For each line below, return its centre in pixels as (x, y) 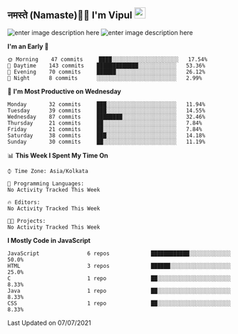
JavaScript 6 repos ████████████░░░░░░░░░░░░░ (119, 254)
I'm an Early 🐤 (28, 46)
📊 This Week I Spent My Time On (58, 155)
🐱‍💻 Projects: (27, 221)
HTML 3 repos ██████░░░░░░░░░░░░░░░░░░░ (119, 266)
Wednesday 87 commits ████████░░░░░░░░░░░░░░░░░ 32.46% (106, 117)
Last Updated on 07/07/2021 (49, 323)
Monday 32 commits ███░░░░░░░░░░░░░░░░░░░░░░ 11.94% (106, 104)
